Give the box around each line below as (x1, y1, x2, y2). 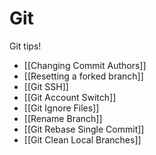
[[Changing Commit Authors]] (23, 59, 147, 71)
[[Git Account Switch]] (23, 91, 117, 103)
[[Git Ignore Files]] (23, 102, 100, 114)
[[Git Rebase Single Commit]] (23, 123, 145, 135)
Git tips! (9, 40, 42, 52)
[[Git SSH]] (23, 80, 69, 92)
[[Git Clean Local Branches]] (23, 133, 142, 146)
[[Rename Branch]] (23, 112, 103, 124)
